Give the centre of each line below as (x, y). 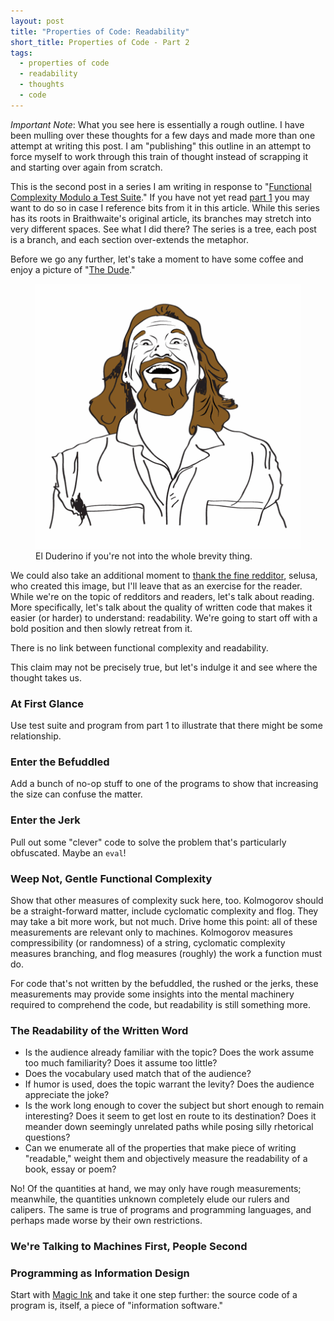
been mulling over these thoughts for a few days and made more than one (163, 135)
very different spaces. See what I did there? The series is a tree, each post (163, 229)
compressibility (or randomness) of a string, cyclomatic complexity (148, 942)
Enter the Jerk (45, 820)
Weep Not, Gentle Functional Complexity (111, 878)
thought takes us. (46, 677)
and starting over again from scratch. (86, 167)
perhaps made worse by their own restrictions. (106, 1221)
